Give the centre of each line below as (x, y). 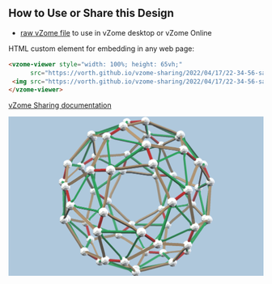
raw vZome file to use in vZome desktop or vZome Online (116, 32)
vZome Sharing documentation (60, 105)
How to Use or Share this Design (91, 13)
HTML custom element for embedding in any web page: (102, 49)
